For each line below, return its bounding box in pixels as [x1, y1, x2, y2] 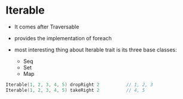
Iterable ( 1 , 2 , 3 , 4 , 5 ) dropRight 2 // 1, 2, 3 [5, 81, 153, 88]
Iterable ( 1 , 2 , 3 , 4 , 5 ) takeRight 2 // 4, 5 [5, 87, 145, 93]
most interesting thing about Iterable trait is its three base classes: [14, 46, 177, 53]
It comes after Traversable [14, 23, 80, 30]
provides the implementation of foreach [14, 34, 112, 41]
